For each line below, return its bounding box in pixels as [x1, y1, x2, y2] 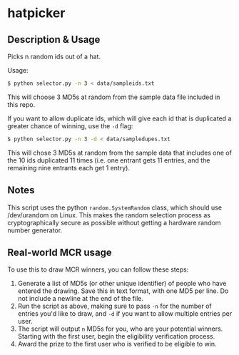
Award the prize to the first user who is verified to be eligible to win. [17, 340, 217, 349]
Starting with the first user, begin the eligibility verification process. [17, 332, 215, 341]
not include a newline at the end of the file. [17, 294, 144, 303]
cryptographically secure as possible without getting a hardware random [7, 218, 221, 227]
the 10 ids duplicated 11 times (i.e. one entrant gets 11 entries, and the [7, 155, 210, 165]
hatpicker [7, 5, 66, 21]
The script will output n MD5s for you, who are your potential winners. [17, 324, 223, 333]
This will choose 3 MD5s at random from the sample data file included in [7, 93, 220, 101]
